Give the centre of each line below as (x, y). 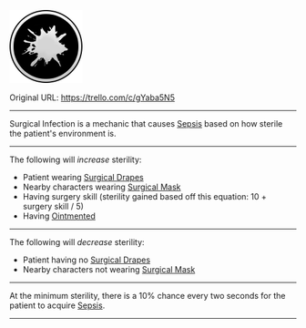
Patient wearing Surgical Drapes (83, 177)
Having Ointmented (59, 216)
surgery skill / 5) (53, 206)
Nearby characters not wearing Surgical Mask (109, 269)
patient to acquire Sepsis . (57, 305)
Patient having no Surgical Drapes (87, 260)
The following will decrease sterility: (77, 242)
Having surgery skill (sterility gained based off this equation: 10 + (144, 196)
